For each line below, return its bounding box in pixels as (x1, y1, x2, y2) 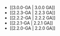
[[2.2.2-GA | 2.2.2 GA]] (9, 15, 56, 20)
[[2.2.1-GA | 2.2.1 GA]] (9, 20, 53, 26)
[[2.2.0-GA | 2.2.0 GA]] (9, 25, 56, 31)
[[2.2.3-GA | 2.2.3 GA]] (9, 10, 56, 16)
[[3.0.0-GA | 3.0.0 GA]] (9, 5, 55, 10)
